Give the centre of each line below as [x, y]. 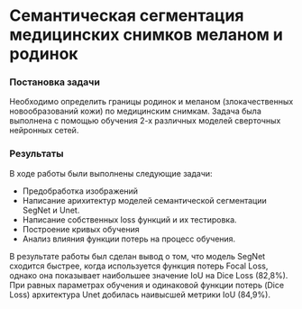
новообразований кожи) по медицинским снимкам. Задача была [135, 111]
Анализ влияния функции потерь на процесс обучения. [129, 239]
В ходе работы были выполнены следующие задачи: [111, 173]
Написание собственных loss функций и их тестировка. [129, 219]
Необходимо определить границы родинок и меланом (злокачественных [151, 102]
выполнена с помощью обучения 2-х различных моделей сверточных [145, 121]
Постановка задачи [55, 82]
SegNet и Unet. [51, 210]
